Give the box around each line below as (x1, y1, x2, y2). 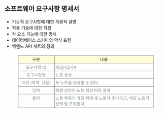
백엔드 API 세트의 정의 (11, 43, 55, 49)
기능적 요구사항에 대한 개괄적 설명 (11, 19, 77, 25)
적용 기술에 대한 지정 (11, 25, 52, 30)
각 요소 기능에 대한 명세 (11, 31, 57, 37)
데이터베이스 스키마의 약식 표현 (11, 37, 71, 43)
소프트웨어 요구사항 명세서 (4, 4, 79, 13)
